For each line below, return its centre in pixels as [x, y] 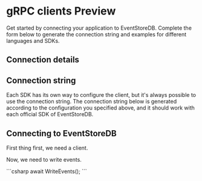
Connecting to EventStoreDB [61, 133]
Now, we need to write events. [44, 159]
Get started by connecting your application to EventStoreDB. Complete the [99, 28]
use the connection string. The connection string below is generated [92, 102]
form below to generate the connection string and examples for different [96, 34]
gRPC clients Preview [61, 11]
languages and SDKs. [33, 41]
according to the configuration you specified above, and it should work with [101, 108]
